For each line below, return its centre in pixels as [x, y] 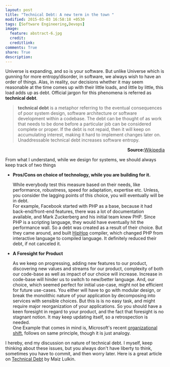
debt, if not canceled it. [37, 244]
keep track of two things [31, 165]
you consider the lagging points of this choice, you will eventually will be [88, 196]
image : [12, 29]
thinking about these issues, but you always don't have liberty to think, [79, 348]
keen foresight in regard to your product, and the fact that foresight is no [88, 312]
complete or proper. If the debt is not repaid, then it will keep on [84, 129]
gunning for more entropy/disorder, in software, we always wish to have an [83, 77]
